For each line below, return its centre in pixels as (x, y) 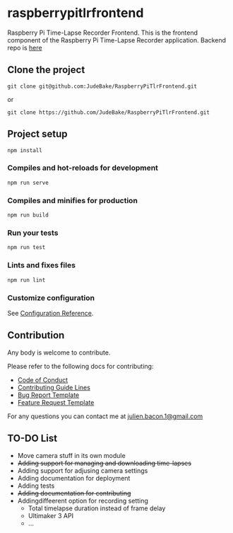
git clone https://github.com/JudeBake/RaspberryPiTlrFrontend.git (109, 112)
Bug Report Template (48, 395)
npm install (25, 150)
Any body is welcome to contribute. (59, 353)
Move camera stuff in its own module (71, 455)
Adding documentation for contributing (74, 493)
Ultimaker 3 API (51, 515)
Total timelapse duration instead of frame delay (97, 508)
